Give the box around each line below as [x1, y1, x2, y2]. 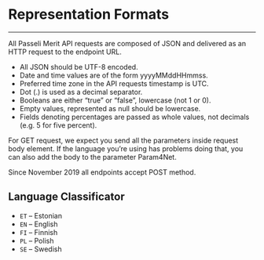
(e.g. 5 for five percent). [19, 120, 97, 130]
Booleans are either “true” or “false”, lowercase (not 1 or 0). [19, 96, 211, 105]
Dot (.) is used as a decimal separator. [19, 87, 143, 96]
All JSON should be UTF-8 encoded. [19, 62, 139, 71]
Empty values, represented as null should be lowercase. [19, 103, 201, 113]
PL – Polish [19, 236, 54, 245]
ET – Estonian [19, 211, 63, 220]
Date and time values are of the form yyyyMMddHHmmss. [19, 70, 208, 80]
